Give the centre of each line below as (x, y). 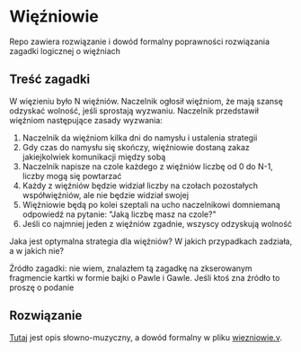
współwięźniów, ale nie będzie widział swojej (106, 194)
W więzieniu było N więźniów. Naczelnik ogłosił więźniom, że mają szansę (146, 101)
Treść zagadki (50, 80)
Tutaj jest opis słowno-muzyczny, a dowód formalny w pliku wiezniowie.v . (146, 337)
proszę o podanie (42, 287)
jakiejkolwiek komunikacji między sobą (94, 157)
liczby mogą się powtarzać (72, 176)
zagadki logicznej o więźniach (65, 50)
